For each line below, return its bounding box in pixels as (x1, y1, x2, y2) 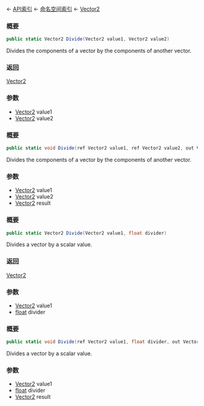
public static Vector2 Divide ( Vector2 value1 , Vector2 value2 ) (6, 36, 170, 43)
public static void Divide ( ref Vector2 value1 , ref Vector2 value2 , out (6, 145, 194, 151)
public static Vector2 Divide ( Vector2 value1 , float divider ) (6, 230, 167, 236)
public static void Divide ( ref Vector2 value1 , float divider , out (6, 339, 181, 345)
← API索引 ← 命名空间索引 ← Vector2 (6, 5, 100, 12)
